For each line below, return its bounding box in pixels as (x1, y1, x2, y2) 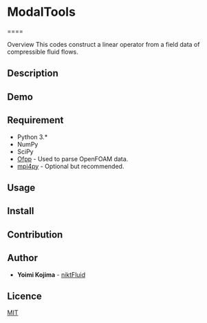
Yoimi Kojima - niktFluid (17, 270, 86, 279)
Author (7, 252, 38, 264)
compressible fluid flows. (7, 48, 79, 56)
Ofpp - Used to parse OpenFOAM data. (17, 154, 129, 163)
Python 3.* (17, 132, 48, 141)
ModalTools (7, 4, 76, 20)
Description (7, 67, 58, 79)
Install (7, 205, 34, 217)
